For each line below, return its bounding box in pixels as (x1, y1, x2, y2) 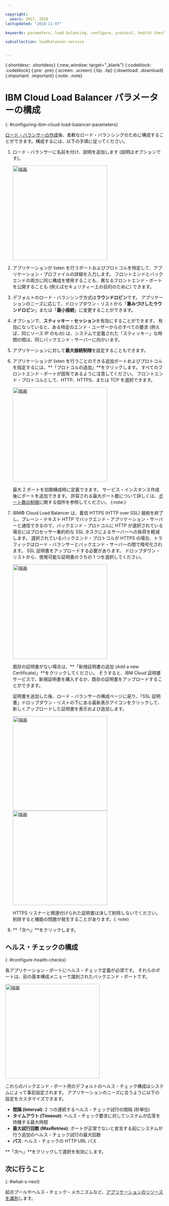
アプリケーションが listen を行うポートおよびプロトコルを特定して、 (12, 265, 154, 271)
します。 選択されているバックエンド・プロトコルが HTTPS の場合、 (12, 535, 154, 541)
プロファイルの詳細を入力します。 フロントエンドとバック (43, 271, 163, 277)
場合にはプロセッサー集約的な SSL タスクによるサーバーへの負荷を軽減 (12, 529, 160, 535)
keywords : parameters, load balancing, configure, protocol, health (5, 30, 152, 35)
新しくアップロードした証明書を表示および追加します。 (12, 706, 127, 712)
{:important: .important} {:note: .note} (5, 73, 83, 79)
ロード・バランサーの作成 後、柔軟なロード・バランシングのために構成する (5, 132, 159, 138)
